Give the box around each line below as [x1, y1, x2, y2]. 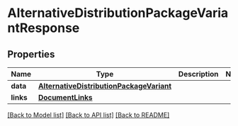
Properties [7, 48, 55, 60]
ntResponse [7, 20, 80, 36]
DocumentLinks [38, 93, 93, 102]
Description [178, 69, 219, 79]
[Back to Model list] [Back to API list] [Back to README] [7, 111, 170, 119]
